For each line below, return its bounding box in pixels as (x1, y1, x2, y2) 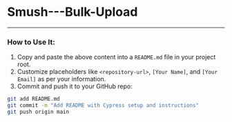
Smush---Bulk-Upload (7, 4, 138, 20)
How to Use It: (7, 37, 55, 47)
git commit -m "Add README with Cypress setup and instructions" (7, 102, 199, 109)
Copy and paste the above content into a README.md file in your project (17, 53, 216, 61)
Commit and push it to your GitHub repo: (17, 82, 133, 90)
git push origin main (7, 108, 70, 115)
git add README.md (7, 96, 60, 103)
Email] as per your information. (17, 75, 106, 83)
